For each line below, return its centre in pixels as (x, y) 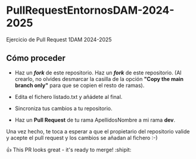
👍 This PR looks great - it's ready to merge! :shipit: (69, 149)
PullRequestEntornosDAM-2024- (90, 10)
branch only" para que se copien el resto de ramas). (80, 85)
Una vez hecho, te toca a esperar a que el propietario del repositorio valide (98, 131)
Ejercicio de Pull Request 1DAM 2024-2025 (59, 39)
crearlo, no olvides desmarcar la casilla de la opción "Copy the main (99, 79)
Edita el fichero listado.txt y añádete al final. (69, 96)
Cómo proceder (36, 58)
